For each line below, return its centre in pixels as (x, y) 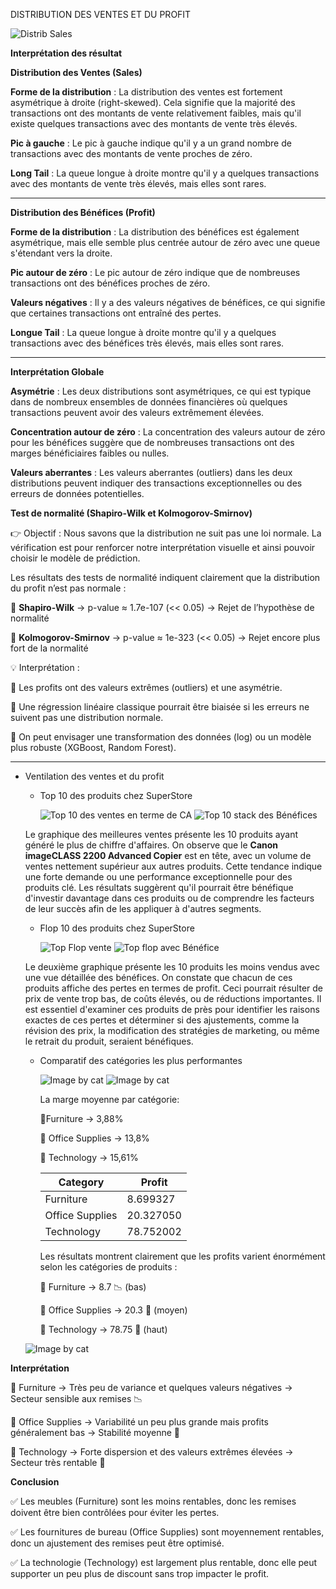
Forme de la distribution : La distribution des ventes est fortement (146, 92)
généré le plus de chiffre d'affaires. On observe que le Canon (151, 845)
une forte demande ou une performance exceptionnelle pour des (158, 877)
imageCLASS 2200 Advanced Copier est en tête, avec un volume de (168, 855)
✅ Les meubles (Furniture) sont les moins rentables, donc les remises (153, 1501)
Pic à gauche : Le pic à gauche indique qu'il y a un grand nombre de (151, 143)
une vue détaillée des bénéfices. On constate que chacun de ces (158, 977)
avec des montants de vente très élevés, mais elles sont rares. (138, 183)
